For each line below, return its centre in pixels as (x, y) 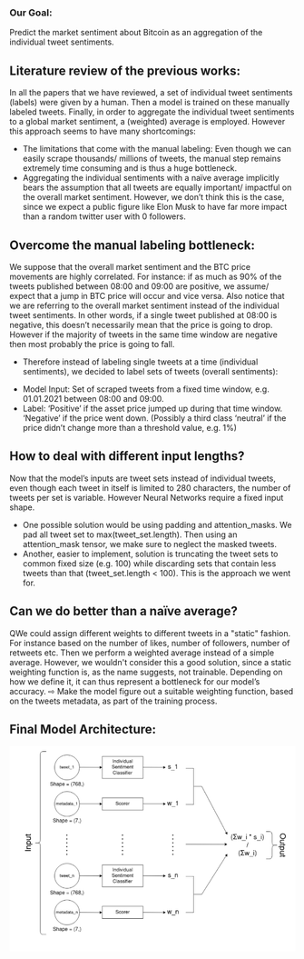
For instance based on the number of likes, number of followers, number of (150, 643)
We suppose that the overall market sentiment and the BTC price (130, 266)
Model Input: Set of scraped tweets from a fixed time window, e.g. (146, 389)
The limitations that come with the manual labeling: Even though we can (157, 149)
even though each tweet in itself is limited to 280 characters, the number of (150, 487)
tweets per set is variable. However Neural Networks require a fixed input (147, 497)
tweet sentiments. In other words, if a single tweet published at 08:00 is (143, 315)
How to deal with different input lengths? (127, 456)
